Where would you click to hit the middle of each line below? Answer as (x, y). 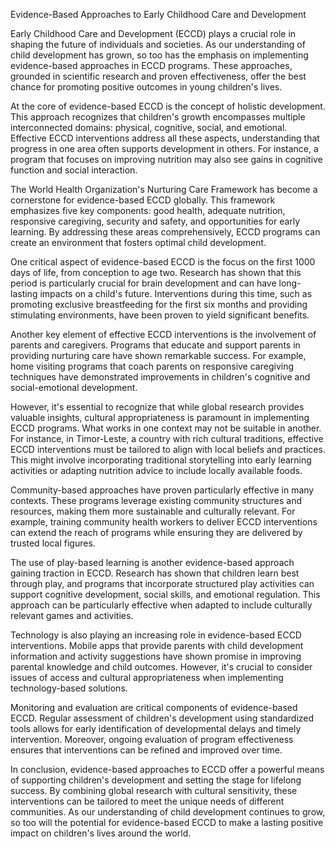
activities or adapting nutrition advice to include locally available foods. (156, 470)
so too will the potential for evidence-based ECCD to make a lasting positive (167, 822)
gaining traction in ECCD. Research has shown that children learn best (155, 573)
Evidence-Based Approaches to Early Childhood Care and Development (158, 14)
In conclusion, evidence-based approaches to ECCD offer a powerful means (167, 769)
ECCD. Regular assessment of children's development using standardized (162, 718)
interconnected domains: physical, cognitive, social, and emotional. (149, 127)
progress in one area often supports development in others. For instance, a (164, 148)
